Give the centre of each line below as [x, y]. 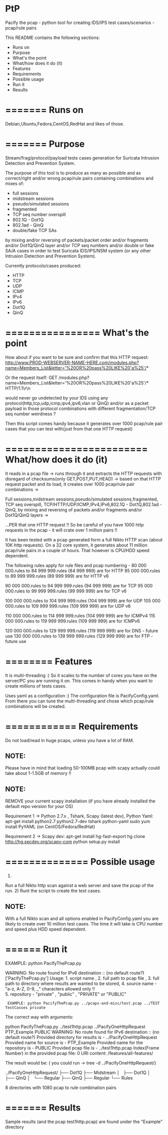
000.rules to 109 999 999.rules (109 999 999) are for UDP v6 [68, 606]
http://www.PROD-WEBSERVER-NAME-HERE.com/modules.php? [72, 362]
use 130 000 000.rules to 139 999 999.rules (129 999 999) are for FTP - [79, 636]
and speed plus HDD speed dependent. [46, 929]
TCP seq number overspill [39, 214]
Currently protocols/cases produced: [43, 265]
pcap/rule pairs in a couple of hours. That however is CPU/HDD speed [77, 550]
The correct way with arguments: [39, 1017]
